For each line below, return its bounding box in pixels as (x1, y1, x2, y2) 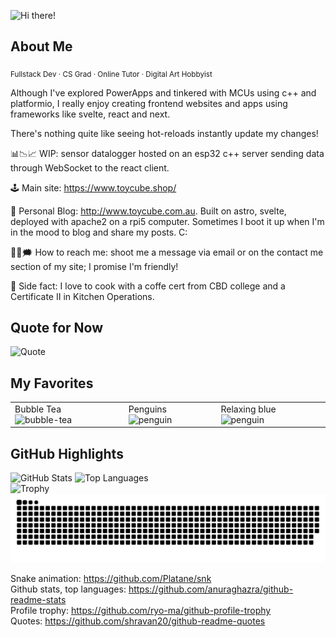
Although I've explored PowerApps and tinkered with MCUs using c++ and (10, 86, 317, 99)
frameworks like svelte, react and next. (10, 108, 171, 120)
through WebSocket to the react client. (10, 161, 170, 174)
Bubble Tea (14, 403, 62, 415)
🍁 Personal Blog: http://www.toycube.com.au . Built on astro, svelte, (10, 205, 287, 217)
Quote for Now (10, 320, 103, 336)
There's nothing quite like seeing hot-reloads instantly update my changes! (10, 127, 319, 139)
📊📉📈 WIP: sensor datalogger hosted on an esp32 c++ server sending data (10, 147, 325, 159)
